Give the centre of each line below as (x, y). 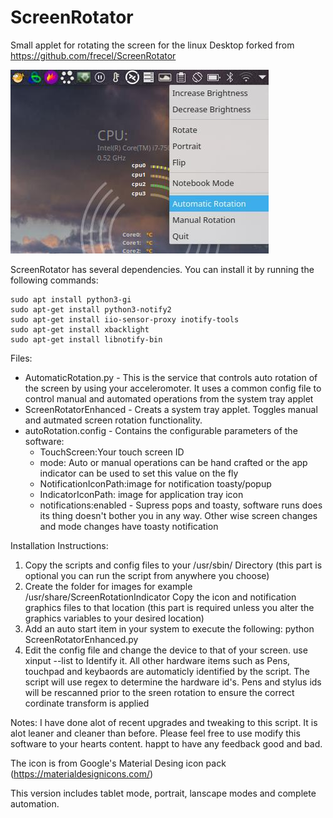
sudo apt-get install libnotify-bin (86, 339)
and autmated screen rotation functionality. (113, 420)
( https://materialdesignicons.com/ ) (82, 773)
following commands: (54, 280)
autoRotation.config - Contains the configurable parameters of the (161, 430)
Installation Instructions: (59, 545)
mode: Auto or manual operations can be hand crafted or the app (173, 462)
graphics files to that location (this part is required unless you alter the (169, 607)
